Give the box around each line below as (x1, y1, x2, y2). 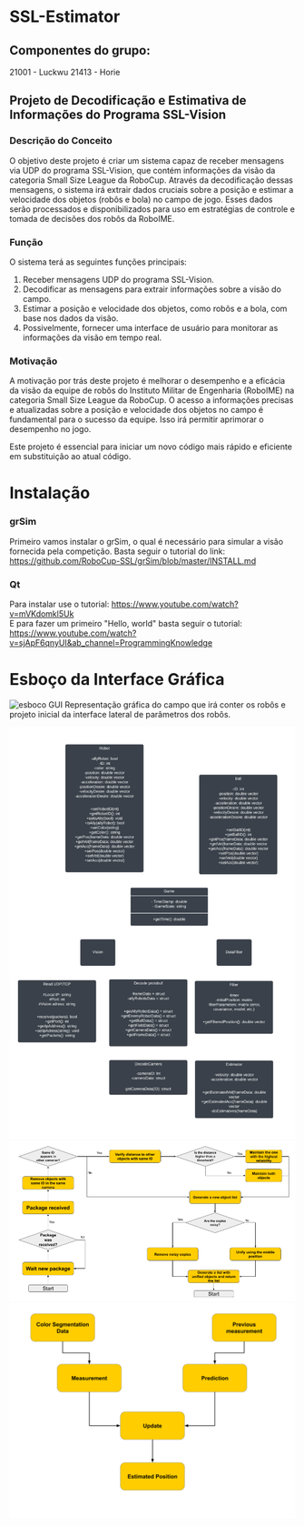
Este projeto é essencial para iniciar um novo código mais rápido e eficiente (9, 441, 293, 452)
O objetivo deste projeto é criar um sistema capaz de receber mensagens (9, 155, 284, 166)
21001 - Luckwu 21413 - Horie (9, 66, 121, 77)
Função (9, 236, 44, 248)
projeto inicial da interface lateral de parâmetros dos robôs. (9, 709, 231, 719)
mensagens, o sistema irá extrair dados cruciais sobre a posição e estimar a (9, 184, 294, 195)
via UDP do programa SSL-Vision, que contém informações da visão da (9, 165, 276, 176)
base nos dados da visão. (22, 312, 119, 324)
